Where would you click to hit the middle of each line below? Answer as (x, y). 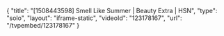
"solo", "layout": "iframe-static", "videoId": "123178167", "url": (94, 18)
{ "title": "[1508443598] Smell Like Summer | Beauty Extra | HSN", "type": (112, 11)
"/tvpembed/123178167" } (43, 25)
